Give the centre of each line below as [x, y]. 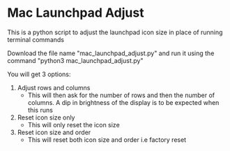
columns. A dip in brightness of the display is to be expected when [123, 102]
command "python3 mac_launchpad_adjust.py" [75, 60]
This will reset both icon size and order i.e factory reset [107, 139]
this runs [40, 110]
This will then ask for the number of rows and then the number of [121, 95]
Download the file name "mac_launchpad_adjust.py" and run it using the [111, 53]
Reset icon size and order [54, 132]
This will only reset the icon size [74, 124]
